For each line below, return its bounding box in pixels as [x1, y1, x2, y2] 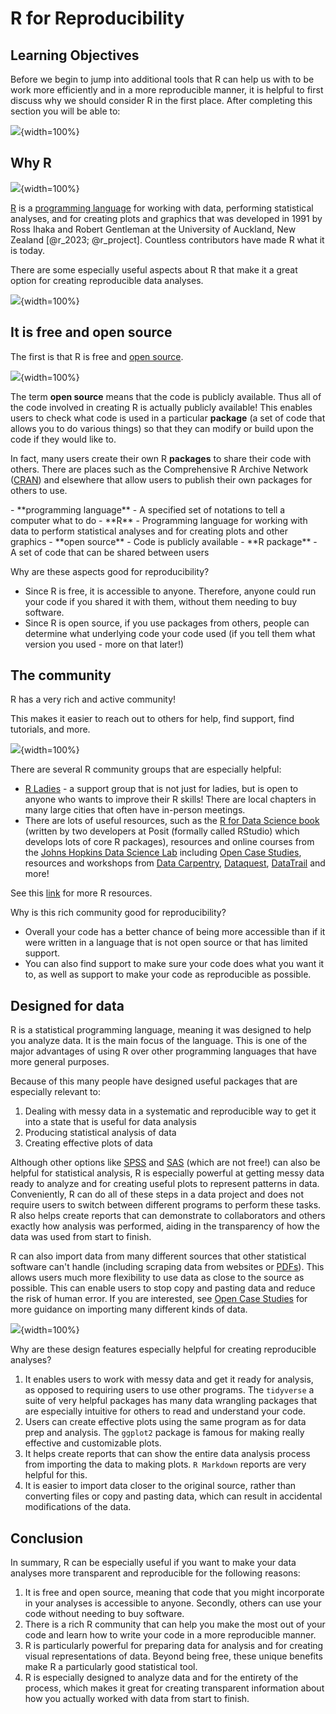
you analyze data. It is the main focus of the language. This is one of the [10, 1035, 308, 1047]
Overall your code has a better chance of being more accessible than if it [24, 926, 326, 938]
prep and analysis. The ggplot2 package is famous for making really [24, 1427, 305, 1439]
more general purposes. [10, 1056, 110, 1068]
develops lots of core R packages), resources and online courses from [24, 836, 315, 848]
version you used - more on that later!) [24, 638, 185, 650]
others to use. [10, 484, 68, 496]
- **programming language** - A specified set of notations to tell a [10, 503, 286, 516]
